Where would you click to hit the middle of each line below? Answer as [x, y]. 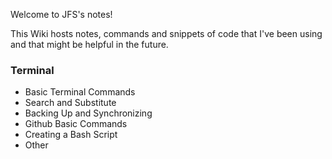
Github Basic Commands [76, 124]
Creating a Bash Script [71, 135]
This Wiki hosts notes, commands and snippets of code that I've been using [166, 33]
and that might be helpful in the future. [89, 44]
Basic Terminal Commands [80, 92]
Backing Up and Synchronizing [88, 113]
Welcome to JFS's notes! [61, 14]
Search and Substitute [70, 103]
